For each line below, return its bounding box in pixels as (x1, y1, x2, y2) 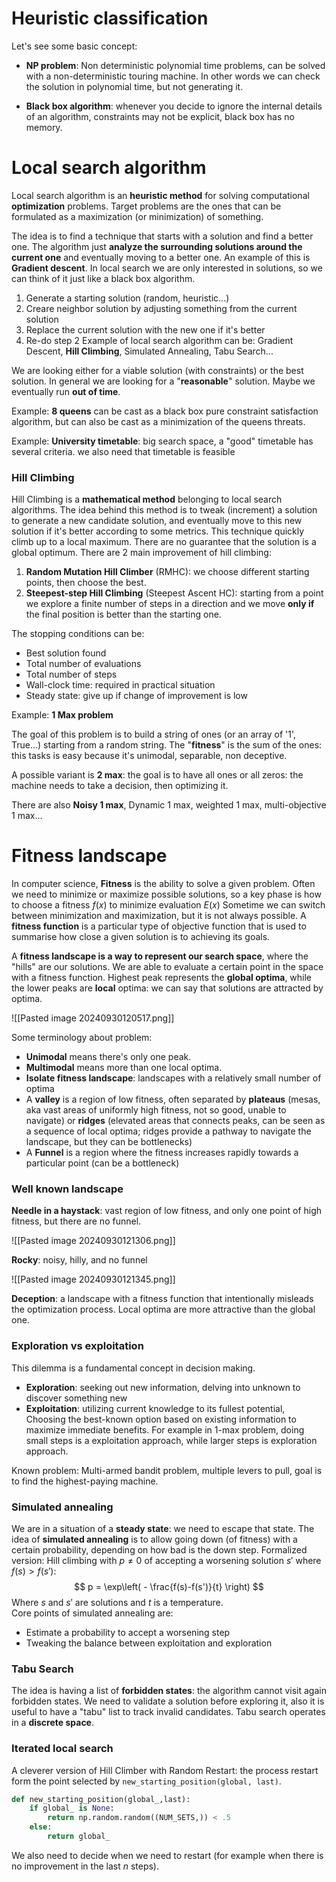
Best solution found (25, 647, 107, 659)
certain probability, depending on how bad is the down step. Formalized (11, 1544, 308, 1556)
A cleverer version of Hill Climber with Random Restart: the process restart (11, 1764, 319, 1776)
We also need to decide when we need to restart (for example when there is (11, 1849, 324, 1861)
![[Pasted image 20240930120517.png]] (11, 1012, 175, 1024)
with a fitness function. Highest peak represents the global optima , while (11, 972, 313, 984)
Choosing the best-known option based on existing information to (25, 1413, 297, 1425)
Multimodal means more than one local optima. (25, 1062, 223, 1074)
